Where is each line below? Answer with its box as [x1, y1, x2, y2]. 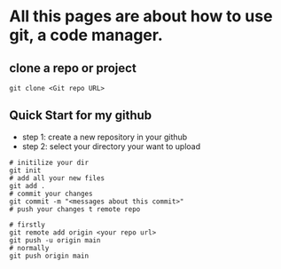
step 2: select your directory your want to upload [21, 140, 201, 152]
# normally [9, 243, 50, 252]
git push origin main [9, 251, 90, 260]
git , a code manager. [9, 25, 164, 45]
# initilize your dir [9, 158, 90, 167]
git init [9, 166, 42, 175]
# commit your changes [9, 189, 93, 198]
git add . [9, 181, 46, 190]
